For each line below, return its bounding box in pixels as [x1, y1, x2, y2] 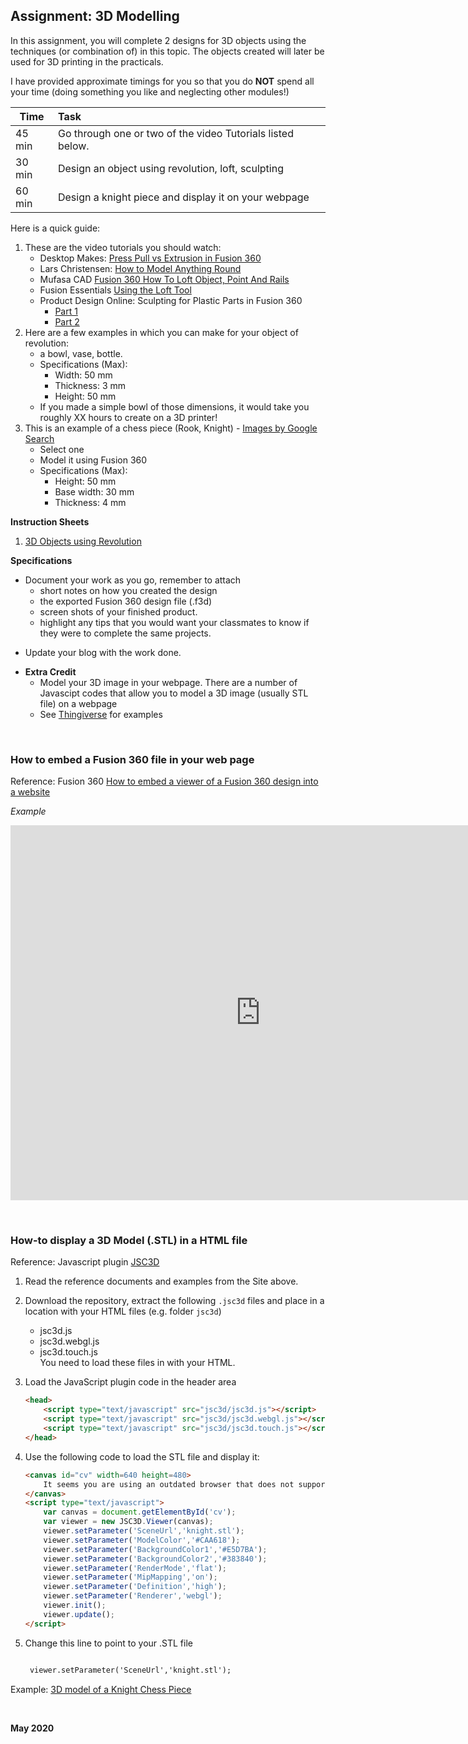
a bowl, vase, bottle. [39, 347, 123, 359]
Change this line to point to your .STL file [24, 1637, 193, 1649]
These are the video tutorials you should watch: [24, 241, 222, 253]
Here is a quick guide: [10, 222, 101, 234]
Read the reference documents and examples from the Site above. [24, 1275, 299, 1288]
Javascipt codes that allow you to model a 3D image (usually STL [39, 687, 309, 699]
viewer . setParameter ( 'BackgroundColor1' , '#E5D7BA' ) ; [43, 1544, 268, 1554]
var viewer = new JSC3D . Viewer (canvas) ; [43, 1517, 214, 1527]
